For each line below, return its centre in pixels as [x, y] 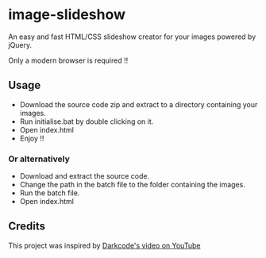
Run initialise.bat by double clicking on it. [87, 121]
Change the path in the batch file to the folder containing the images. [133, 185]
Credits [27, 227]
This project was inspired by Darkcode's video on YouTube [104, 245]
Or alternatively [39, 159]
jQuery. [20, 44]
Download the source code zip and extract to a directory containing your [139, 104]
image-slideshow [67, 15]
